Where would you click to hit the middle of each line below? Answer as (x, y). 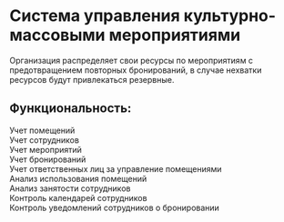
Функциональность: (71, 109)
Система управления (95, 16)
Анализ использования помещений (78, 178)
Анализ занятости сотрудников (70, 188)
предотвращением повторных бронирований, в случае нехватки (136, 70)
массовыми (58, 35)
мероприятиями (175, 35)
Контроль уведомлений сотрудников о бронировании (115, 207)
